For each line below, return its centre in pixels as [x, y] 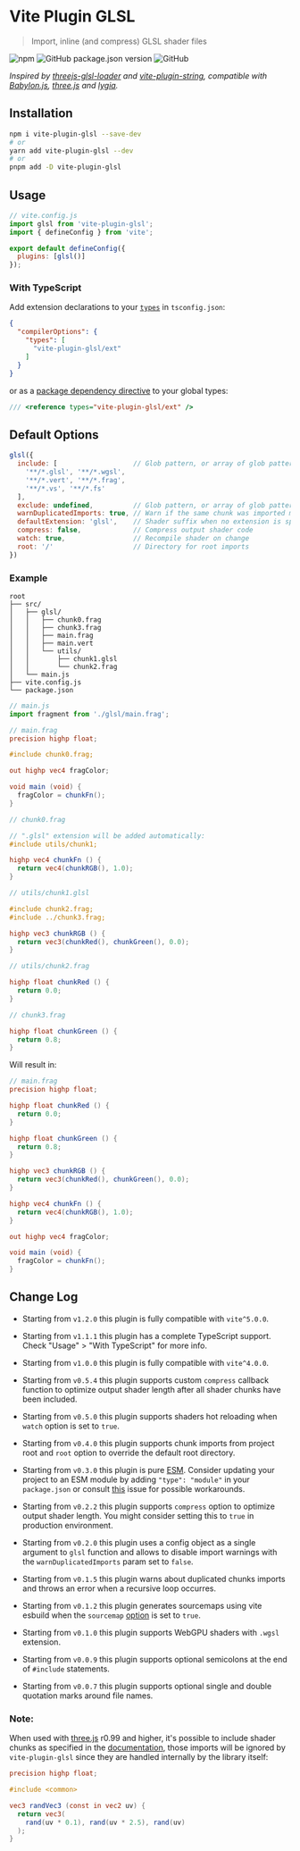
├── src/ [25, 604]
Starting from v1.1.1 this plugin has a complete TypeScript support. [146, 1336]
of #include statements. [66, 1669]
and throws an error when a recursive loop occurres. [119, 1588]
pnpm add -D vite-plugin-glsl [66, 167]
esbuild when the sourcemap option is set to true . [111, 1615]
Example [29, 578]
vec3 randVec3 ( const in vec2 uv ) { [77, 1805]
